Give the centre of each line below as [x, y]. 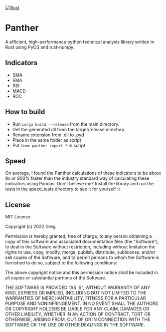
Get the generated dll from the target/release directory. [69, 129]
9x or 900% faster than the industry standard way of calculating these [77, 178]
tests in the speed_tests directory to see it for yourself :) [63, 189]
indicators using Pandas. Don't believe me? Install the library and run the [80, 184]
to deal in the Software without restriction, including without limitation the [80, 247]
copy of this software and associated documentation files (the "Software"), [82, 242]
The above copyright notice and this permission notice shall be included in [82, 272]
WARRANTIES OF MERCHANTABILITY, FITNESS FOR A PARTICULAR [76, 298]
